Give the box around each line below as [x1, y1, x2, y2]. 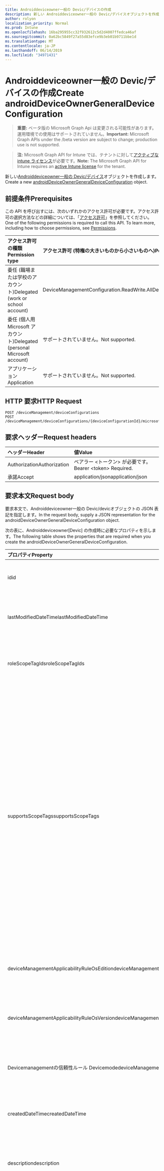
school [7, 301, 23, 308]
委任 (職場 [7, 267, 31, 273]
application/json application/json [74, 473, 147, 480]
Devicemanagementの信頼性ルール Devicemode [7, 1064, 118, 1071]
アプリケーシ [7, 366, 37, 372]
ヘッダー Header [7, 449, 45, 455]
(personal [7, 345, 30, 351]
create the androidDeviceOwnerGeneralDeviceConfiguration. [5, 539, 128, 545]
